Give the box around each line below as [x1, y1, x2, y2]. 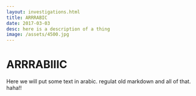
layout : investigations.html [6, 9, 80, 15]
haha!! [6, 84, 23, 92]
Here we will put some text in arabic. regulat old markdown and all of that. [6, 78, 191, 85]
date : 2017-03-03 [6, 20, 51, 26]
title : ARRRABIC [6, 15, 47, 21]
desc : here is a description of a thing [6, 26, 111, 32]
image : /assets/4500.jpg [6, 32, 69, 38]
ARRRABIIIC [6, 58, 68, 72]
